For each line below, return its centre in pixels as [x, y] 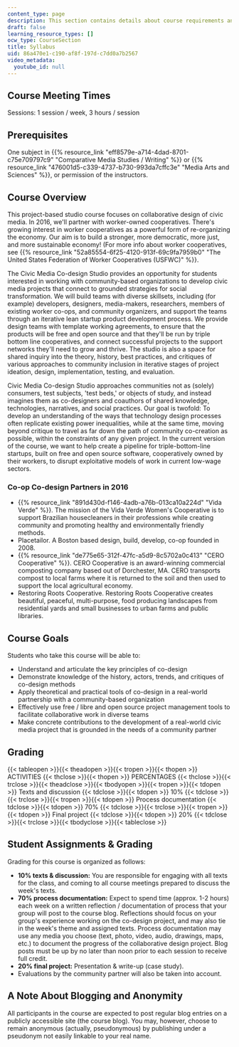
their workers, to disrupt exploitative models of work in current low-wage [115, 461]
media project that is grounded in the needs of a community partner [117, 730]
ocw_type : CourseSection [44, 41]
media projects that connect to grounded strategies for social [97, 289]
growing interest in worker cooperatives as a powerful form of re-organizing [119, 230]
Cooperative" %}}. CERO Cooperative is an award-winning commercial [121, 563]
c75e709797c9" [31, 160]
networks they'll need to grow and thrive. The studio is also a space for [111, 349]
